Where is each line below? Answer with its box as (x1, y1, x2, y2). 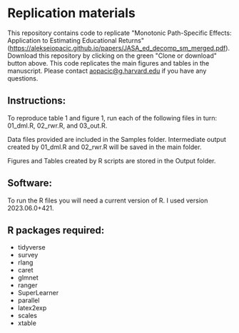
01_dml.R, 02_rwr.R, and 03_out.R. (7, 121, 108, 130)
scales (17, 312, 38, 320)
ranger (17, 281, 38, 290)
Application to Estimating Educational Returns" (7, 36, 145, 44)
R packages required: (7, 224, 105, 236)
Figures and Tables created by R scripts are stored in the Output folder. (7, 156, 216, 165)
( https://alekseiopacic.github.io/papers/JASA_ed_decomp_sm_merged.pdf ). (7, 43, 230, 52)
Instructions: (7, 95, 66, 107)
